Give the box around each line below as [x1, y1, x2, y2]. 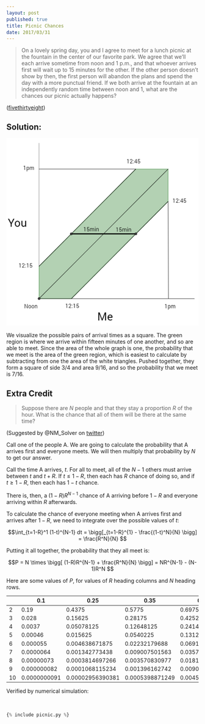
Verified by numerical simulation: [6, 687, 89, 695]
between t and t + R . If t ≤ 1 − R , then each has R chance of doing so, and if [6, 472, 195, 480]
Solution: [6, 122, 41, 132]
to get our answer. [6, 454, 52, 461]
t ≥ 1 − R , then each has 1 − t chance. [6, 479, 99, 486]
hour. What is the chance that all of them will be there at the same [21, 411, 187, 419]
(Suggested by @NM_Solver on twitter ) [6, 430, 105, 437]
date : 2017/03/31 [6, 29, 51, 35]
